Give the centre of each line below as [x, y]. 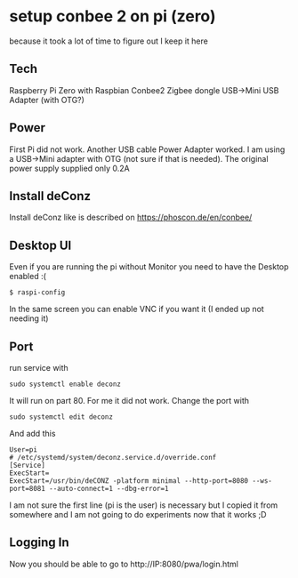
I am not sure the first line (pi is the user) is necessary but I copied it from [144, 505]
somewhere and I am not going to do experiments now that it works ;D [138, 514]
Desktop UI [40, 245]
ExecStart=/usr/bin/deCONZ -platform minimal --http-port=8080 [129, 481]
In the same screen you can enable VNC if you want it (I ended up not [137, 309]
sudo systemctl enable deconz [65, 384]
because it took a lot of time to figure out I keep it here [109, 41]
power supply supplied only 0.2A [70, 168]
